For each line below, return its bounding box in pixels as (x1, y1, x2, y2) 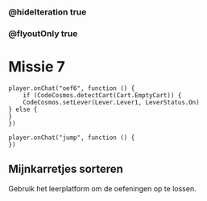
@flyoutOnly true (8, 27, 78, 39)
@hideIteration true (8, 6, 87, 18)
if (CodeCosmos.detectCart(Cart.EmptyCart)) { (23, 91, 182, 99)
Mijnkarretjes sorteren (8, 162, 123, 176)
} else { (8, 105, 38, 113)
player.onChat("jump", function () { (8, 133, 135, 142)
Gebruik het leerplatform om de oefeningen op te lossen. (8, 183, 197, 193)
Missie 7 (8, 58, 66, 76)
